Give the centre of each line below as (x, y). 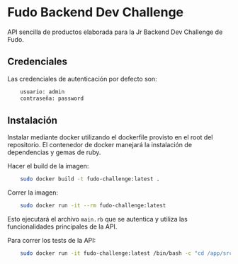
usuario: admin (42, 92)
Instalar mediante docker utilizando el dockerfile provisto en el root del (110, 137)
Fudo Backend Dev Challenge (96, 12)
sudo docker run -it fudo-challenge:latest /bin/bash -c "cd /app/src (126, 253)
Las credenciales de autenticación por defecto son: (82, 79)
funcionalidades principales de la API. (62, 226)
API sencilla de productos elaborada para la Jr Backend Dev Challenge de (115, 32)
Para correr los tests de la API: (52, 241)
